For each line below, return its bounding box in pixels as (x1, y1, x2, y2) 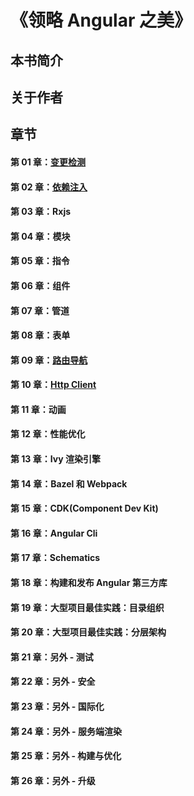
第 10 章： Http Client (10, 379, 97, 391)
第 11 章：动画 (10, 403, 67, 415)
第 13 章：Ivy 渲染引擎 (10, 453, 101, 465)
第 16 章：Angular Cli (10, 527, 98, 539)
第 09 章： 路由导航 (10, 354, 88, 366)
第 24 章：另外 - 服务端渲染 (10, 725, 122, 737)
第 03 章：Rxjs (10, 206, 72, 218)
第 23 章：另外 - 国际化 (10, 701, 105, 713)
